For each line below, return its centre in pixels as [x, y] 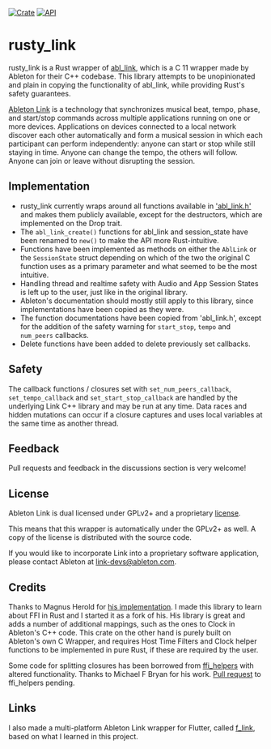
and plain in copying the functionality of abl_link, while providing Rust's [127, 84]
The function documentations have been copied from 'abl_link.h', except [140, 318]
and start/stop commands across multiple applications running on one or [129, 118]
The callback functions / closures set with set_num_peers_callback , [120, 388]
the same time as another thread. [64, 423]
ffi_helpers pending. [42, 683]
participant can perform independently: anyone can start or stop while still [132, 143]
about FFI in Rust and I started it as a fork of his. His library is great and [127, 615]
